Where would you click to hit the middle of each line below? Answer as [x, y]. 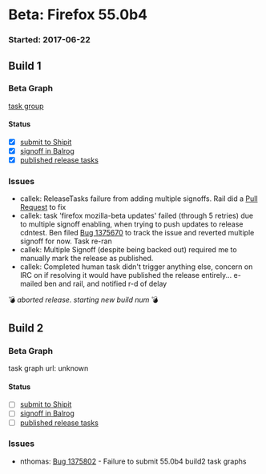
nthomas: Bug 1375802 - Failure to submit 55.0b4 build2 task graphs [133, 461]
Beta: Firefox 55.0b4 [78, 15]
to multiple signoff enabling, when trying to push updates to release [131, 224]
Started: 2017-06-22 [49, 40]
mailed [31, 284]
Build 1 [25, 66]
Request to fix [43, 207]
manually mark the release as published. [87, 259]
